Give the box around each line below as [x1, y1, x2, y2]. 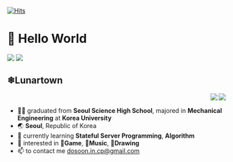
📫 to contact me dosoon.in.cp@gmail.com [17, 146, 140, 155]
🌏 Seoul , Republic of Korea [17, 121, 97, 129]
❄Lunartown [7, 75, 63, 87]
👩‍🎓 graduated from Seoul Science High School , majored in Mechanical [17, 106, 223, 114]
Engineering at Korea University [17, 114, 112, 122]
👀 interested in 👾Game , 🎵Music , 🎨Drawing [17, 138, 140, 147]
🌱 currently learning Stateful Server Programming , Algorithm [17, 132, 195, 140]
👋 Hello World [7, 31, 87, 46]
